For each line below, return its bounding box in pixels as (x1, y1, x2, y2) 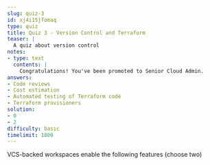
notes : (7, 49, 26, 56)
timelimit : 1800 (7, 131, 54, 138)
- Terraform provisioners (7, 100, 81, 107)
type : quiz (7, 23, 38, 30)
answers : (7, 74, 32, 81)
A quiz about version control (13, 42, 100, 49)
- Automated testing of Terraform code (7, 93, 121, 100)
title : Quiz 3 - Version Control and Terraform (7, 29, 146, 36)
